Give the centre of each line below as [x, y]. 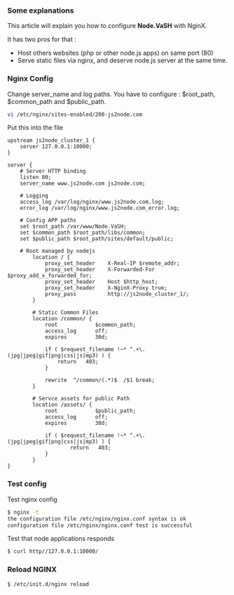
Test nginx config [32, 499]
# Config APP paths [48, 221]
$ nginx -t [23, 512]
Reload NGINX [32, 570]
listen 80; [36, 178]
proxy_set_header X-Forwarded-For [100, 270]
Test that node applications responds [61, 539]
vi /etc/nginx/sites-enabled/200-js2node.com [75, 115]
